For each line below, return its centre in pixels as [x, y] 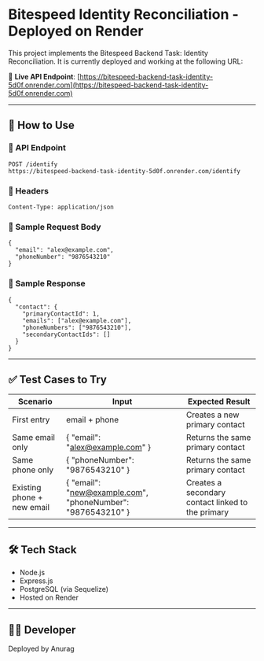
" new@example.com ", [108, 493]
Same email [33, 438]
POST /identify [33, 164]
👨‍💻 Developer [42, 630]
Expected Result [219, 401]
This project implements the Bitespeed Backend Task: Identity [108, 53]
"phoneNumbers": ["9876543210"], [77, 327]
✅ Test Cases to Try [58, 379]
